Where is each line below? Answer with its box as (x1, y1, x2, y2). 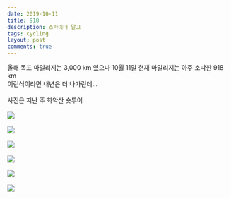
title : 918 (7, 17, 40, 24)
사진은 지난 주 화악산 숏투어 (7, 96, 83, 104)
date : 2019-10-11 (7, 10, 59, 18)
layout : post (7, 37, 46, 44)
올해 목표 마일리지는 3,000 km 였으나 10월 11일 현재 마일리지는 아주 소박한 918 (7, 64, 224, 71)
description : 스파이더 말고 (7, 23, 81, 30)
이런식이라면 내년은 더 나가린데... (7, 80, 98, 88)
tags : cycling (7, 30, 49, 37)
